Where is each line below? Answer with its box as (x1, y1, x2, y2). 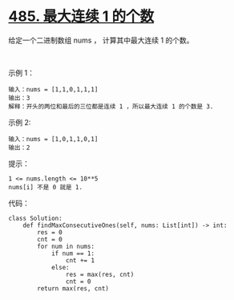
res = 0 (37, 228, 63, 237)
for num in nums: (37, 242, 95, 250)
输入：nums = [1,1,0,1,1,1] (8, 85, 99, 93)
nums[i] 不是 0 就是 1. (8, 183, 83, 191)
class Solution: (8, 214, 63, 222)
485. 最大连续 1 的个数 (8, 7, 155, 26)
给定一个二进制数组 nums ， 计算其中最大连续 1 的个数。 (8, 35, 194, 45)
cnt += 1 (65, 256, 95, 265)
